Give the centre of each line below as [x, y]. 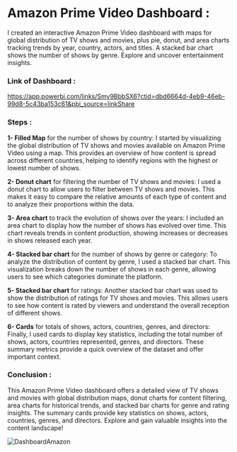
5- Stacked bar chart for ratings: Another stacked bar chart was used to [112, 290]
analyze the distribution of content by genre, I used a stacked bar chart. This [119, 261]
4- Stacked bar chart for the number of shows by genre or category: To [112, 254]
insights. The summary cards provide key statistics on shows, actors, [108, 412]
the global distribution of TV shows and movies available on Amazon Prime [116, 145]
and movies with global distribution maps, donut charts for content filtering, [117, 398]
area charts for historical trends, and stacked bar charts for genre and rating [118, 405]
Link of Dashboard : [42, 81]
